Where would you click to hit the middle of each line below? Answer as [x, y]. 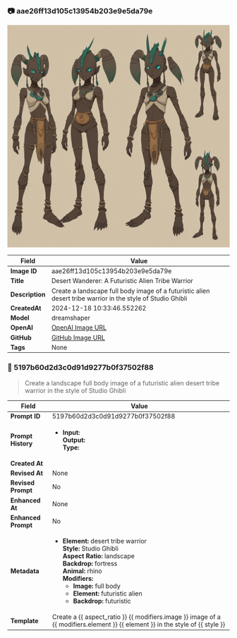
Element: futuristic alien [108, 594]
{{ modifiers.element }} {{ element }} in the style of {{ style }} [139, 625]
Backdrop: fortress [90, 564]
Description [28, 294]
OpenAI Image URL [79, 327]
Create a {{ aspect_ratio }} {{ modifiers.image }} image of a [136, 617]
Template [24, 620]
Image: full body [97, 586]
